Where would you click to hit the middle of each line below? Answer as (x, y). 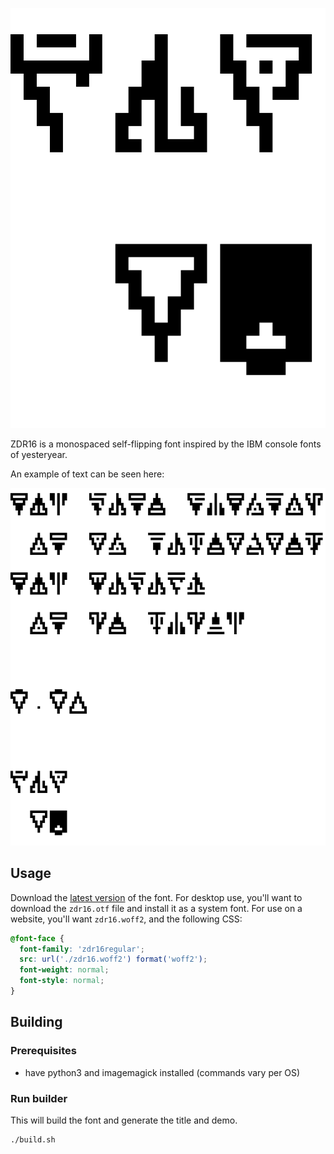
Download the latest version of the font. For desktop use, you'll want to (156, 897)
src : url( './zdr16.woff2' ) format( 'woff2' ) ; (113, 959)
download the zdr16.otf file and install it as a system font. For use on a (156, 908)
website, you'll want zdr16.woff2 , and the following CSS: (126, 919)
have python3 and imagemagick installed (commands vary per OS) (162, 1072)
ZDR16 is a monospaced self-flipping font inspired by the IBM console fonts (166, 444)
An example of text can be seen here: (87, 474)
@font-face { (37, 938)
